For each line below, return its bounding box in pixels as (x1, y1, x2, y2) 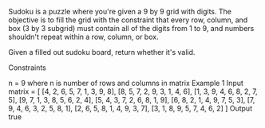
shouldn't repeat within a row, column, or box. (8, 32, 159, 41)
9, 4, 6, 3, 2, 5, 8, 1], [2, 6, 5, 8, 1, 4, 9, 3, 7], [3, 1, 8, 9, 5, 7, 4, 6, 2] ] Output (8, 103, 253, 113)
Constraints (8, 63, 46, 72)
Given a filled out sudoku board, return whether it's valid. (8, 48, 196, 56)
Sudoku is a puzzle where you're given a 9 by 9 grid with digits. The (8, 7, 231, 16)
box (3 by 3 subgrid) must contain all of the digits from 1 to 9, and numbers (8, 24, 255, 33)
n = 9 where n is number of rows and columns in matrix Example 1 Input (8, 79, 243, 87)
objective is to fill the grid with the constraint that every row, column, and (8, 15, 248, 25)
